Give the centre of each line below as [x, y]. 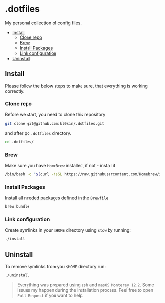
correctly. [15, 91]
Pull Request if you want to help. [50, 295]
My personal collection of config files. [43, 23]
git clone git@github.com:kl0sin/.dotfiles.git [55, 124]
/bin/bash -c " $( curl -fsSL [34, 174]
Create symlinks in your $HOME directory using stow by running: [68, 230]
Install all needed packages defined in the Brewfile [57, 198]
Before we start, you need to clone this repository [55, 115]
